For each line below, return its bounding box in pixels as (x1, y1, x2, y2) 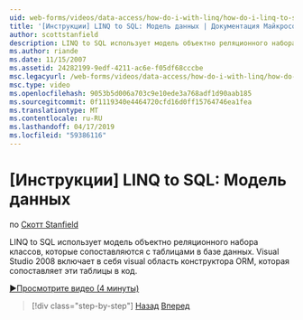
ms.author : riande (9, 47, 78, 56)
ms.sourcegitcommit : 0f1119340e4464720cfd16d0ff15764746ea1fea (9, 97, 252, 107)
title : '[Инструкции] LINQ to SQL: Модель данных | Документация (9, 22, 260, 31)
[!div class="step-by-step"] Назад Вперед (31, 300, 190, 311)
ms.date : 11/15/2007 (9, 55, 87, 64)
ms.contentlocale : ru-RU (9, 114, 103, 123)
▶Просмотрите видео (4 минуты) (9, 282, 140, 294)
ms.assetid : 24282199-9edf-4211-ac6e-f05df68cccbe (9, 64, 204, 73)
